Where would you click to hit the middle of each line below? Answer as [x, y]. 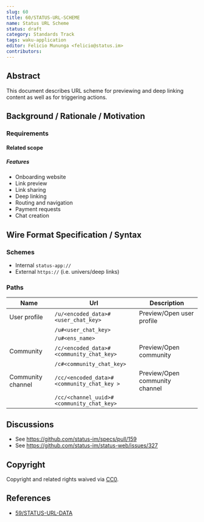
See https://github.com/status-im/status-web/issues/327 [86, 446]
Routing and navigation [44, 203]
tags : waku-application [36, 40]
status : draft [24, 29]
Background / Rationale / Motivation [76, 116]
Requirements [28, 133]
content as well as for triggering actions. [57, 97]
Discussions [30, 425]
